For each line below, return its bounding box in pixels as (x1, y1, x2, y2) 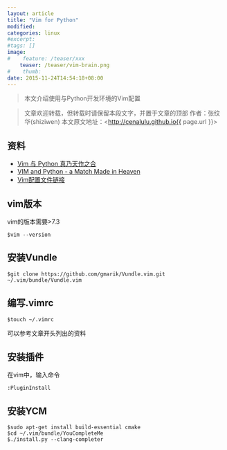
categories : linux (7, 29, 60, 37)
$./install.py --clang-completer (7, 436, 104, 443)
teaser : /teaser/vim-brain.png (19, 62, 110, 69)
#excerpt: (7, 36, 36, 43)
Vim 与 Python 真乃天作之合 (17, 160, 97, 168)
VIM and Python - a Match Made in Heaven (17, 168, 140, 176)
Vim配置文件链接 (17, 176, 66, 184)
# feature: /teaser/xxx (7, 55, 85, 62)
